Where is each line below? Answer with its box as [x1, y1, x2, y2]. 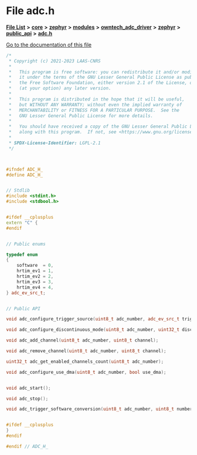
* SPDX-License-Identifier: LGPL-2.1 [8, 140, 101, 146]
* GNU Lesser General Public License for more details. [8, 113, 154, 119]
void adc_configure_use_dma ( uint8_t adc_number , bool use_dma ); [6, 369, 167, 375]
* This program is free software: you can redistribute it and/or [8, 69, 180, 75]
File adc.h [6, 4, 55, 18]
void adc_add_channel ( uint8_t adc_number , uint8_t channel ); [6, 337, 159, 343]
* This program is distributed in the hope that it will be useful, [8, 96, 185, 102]
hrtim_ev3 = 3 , [16, 279, 54, 285]
